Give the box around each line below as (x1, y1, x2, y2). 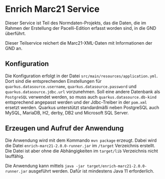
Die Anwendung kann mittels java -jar (5, 163, 85, 169)
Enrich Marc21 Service (5, 3, 100, 15)
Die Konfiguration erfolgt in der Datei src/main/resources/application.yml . (5, 73, 158, 79)
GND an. (5, 45, 23, 51)
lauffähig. (5, 153, 25, 159)
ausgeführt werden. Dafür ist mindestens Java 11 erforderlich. (28, 168, 155, 174)
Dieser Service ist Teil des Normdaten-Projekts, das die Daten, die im (5, 20, 146, 26)
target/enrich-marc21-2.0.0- (86, 164, 147, 169)
